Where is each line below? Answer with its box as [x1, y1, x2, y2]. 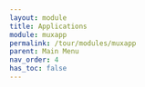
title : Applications [9, 22, 88, 31]
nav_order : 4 [9, 55, 59, 64]
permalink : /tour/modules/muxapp [9, 38, 137, 48]
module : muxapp [9, 30, 67, 39]
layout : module [9, 13, 67, 23]
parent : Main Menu [9, 47, 79, 56]
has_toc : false [9, 64, 67, 73]
